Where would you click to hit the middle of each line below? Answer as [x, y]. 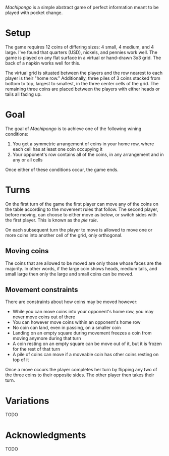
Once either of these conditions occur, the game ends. [62, 169]
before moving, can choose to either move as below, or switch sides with [81, 214]
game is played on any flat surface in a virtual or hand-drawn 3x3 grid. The [83, 58]
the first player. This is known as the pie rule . [52, 220]
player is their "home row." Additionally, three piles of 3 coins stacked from [83, 78]
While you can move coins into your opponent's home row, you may [83, 312]
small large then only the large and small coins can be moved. [69, 274]
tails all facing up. [23, 94]
